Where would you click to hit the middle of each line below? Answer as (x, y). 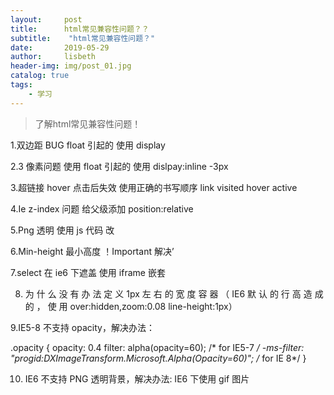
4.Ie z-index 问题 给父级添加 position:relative (102, 208)
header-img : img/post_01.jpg (71, 66)
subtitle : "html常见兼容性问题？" (83, 38)
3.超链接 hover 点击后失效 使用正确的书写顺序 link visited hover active (154, 187)
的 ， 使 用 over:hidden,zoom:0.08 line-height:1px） (131, 306)
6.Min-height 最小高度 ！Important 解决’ (92, 251)
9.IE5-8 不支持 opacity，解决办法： (82, 327)
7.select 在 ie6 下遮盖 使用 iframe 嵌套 (88, 272)
